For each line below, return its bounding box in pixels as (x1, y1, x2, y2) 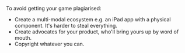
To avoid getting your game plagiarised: (6, 5, 102, 12)
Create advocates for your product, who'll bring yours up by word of (14, 28, 179, 35)
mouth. (14, 35, 32, 41)
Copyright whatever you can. (14, 40, 85, 47)
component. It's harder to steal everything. (14, 22, 118, 29)
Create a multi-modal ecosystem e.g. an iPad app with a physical (14, 16, 171, 22)
